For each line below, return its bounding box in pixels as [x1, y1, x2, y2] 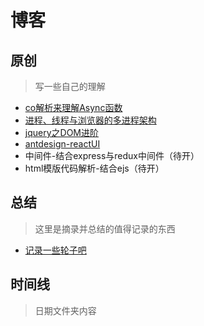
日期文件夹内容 [34, 304, 97, 316]
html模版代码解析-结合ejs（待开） [24, 162, 165, 174]
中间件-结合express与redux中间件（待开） [24, 150, 200, 161]
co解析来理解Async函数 [24, 102, 123, 113]
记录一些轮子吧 [24, 244, 87, 256]
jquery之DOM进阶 [24, 127, 100, 138]
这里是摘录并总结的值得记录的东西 [34, 222, 176, 235]
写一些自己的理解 [34, 81, 106, 92]
